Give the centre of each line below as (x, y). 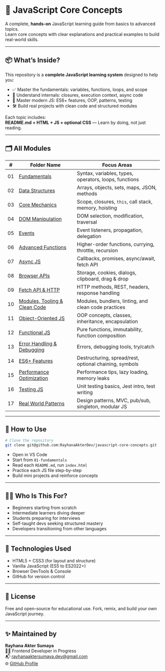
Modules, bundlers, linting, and (112, 301)
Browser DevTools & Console (41, 571)
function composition (101, 335)
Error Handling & (38, 344)
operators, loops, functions (108, 179)
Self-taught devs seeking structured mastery (57, 523)
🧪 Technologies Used (38, 549)
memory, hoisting (97, 208)
